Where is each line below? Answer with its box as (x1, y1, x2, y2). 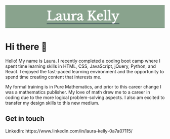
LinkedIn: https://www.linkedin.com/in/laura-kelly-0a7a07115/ (5, 128, 133, 134)
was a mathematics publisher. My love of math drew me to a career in (5, 89, 150, 95)
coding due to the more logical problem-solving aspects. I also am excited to (5, 94, 165, 101)
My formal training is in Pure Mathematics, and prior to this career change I (5, 83, 162, 89)
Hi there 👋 (5, 41, 47, 53)
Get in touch (5, 114, 45, 123)
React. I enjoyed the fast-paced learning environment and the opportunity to (5, 68, 164, 74)
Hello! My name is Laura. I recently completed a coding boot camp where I (5, 58, 161, 64)
